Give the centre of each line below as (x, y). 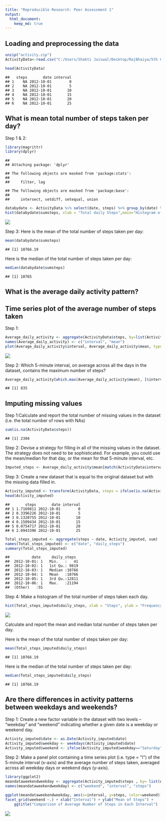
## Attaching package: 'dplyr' (37, 165)
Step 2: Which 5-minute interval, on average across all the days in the (76, 365)
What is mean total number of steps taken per (77, 118)
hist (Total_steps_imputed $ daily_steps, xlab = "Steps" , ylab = (72, 606)
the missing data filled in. (31, 482)
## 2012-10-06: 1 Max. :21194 (42, 583)
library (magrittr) (24, 147)
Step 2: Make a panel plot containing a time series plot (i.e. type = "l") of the (83, 757)
